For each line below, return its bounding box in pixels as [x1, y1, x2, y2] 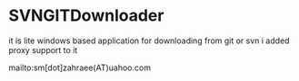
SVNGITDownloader [8, 5, 164, 26]
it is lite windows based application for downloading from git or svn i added [8, 35, 290, 46]
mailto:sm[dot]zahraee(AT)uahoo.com [8, 62, 152, 73]
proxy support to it [8, 44, 78, 55]
